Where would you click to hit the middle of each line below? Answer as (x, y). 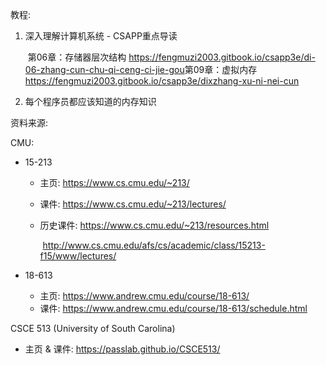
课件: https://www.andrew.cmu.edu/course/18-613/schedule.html (173, 308)
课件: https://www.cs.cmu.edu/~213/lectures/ (133, 204)
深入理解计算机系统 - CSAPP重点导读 (101, 36)
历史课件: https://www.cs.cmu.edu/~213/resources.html (154, 225)
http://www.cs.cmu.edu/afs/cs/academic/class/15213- (154, 245)
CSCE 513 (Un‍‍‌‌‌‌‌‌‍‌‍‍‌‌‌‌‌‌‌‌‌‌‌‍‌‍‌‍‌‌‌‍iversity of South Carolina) (93, 328)
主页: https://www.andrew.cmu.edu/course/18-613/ (144, 296)
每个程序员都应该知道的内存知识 (90, 101)
